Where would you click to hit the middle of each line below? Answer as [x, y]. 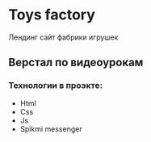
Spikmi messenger [51, 129]
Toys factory [52, 15]
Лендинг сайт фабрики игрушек [63, 37]
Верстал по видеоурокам [76, 63]
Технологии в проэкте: [56, 86]
